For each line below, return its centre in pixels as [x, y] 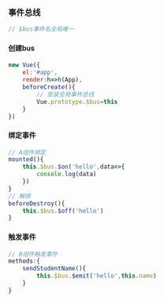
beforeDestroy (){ [37, 203]
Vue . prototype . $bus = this [77, 101]
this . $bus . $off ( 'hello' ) [63, 211]
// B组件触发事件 [33, 254]
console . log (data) [67, 175]
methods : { [24, 261]
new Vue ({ [24, 65]
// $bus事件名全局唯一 [41, 29]
